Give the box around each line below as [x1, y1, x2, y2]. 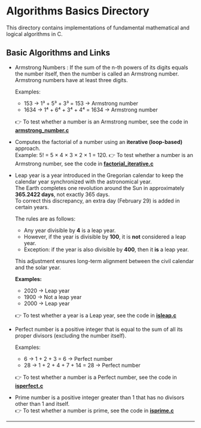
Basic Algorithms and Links [6, 48, 111, 58]
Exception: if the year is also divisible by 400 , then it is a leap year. [23, 246, 190, 253]
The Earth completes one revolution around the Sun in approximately [14, 184, 185, 191]
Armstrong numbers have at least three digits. [14, 76, 128, 83]
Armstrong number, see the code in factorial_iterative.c [14, 160, 154, 167]
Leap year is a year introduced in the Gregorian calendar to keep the [14, 171, 184, 179]
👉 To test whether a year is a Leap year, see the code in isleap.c [14, 312, 176, 319]
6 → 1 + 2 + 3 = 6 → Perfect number [23, 355, 113, 362]
